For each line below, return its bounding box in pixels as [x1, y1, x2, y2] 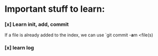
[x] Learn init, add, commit [4, 21, 69, 28]
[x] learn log [4, 44, 34, 51]
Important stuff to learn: [4, 3, 105, 15]
